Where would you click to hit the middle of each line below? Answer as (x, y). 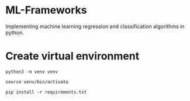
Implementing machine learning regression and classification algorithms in (95, 26)
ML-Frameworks (46, 10)
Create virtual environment (72, 56)
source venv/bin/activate (37, 82)
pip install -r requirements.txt (46, 92)
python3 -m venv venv (32, 72)
